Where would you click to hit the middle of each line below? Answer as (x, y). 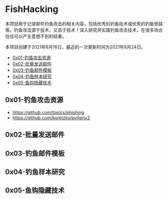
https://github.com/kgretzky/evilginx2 (51, 118)
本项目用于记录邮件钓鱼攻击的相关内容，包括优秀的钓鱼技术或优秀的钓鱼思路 (84, 24)
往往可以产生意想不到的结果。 (36, 36)
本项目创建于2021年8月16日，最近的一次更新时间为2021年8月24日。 (75, 47)
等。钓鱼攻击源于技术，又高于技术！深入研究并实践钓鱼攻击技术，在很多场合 (84, 30)
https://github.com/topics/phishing (48, 112)
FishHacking (32, 9)
